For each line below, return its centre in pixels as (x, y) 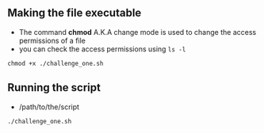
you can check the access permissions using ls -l (102, 49)
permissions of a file (52, 40)
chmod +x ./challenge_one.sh (55, 63)
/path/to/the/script (49, 107)
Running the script (54, 87)
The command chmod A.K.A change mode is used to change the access (138, 32)
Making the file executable (75, 13)
